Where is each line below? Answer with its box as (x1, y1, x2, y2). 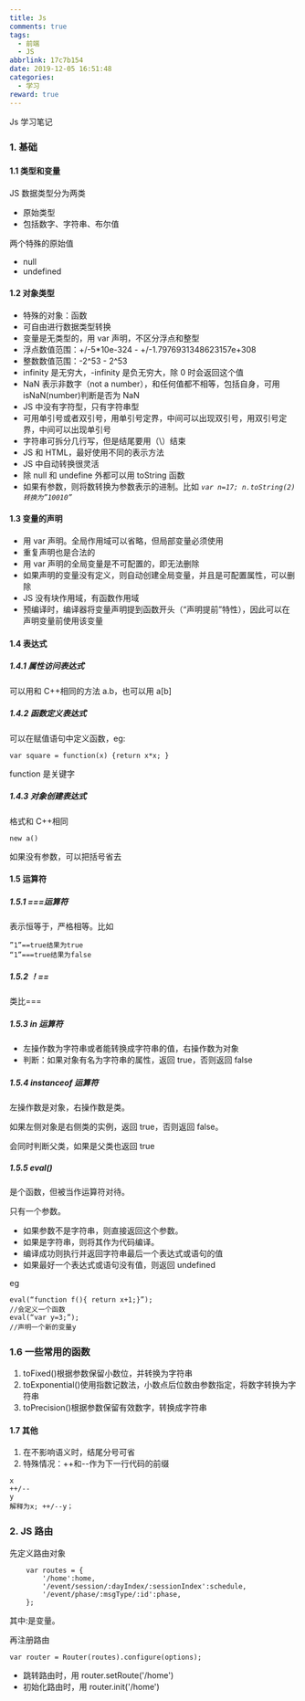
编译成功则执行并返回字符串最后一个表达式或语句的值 (22, 1248, 224, 1259)
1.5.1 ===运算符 (9, 896, 68, 907)
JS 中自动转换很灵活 (22, 458, 100, 469)
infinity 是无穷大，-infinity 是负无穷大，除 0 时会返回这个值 (22, 366, 245, 377)
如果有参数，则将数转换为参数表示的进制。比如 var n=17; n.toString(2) (22, 481, 296, 491)
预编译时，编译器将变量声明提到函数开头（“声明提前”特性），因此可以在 (22, 604, 290, 615)
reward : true (9, 90, 59, 99)
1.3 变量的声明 (9, 513, 63, 524)
